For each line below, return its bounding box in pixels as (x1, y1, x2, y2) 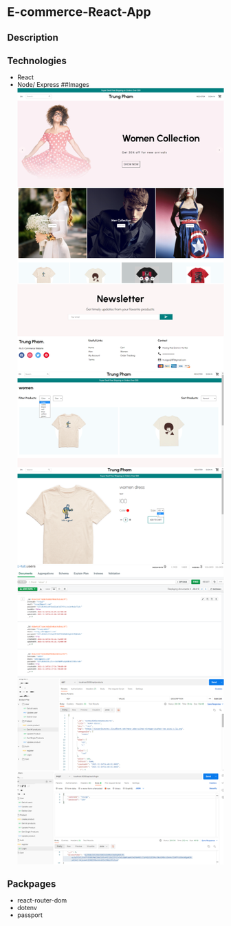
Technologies (7, 54, 67, 66)
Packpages (7, 878, 56, 889)
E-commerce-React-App (7, 4, 151, 20)
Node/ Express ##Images (16, 81, 89, 89)
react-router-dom (16, 896, 67, 905)
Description (7, 32, 58, 43)
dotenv (16, 904, 38, 912)
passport (16, 911, 43, 919)
